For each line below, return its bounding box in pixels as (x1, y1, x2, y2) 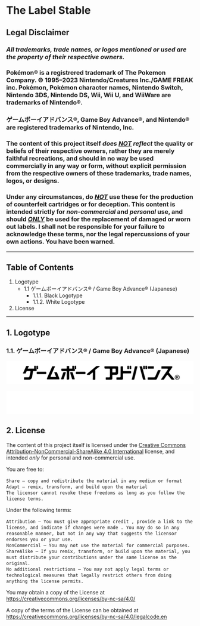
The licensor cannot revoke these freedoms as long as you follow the (6, 490, 185, 496)
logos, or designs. (6, 177, 60, 185)
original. (6, 560, 31, 566)
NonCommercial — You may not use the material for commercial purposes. (6, 542, 190, 548)
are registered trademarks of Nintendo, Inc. (6, 124, 135, 132)
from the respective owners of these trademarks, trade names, (6, 169, 192, 178)
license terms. (6, 496, 44, 502)
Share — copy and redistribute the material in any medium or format (6, 478, 183, 484)
